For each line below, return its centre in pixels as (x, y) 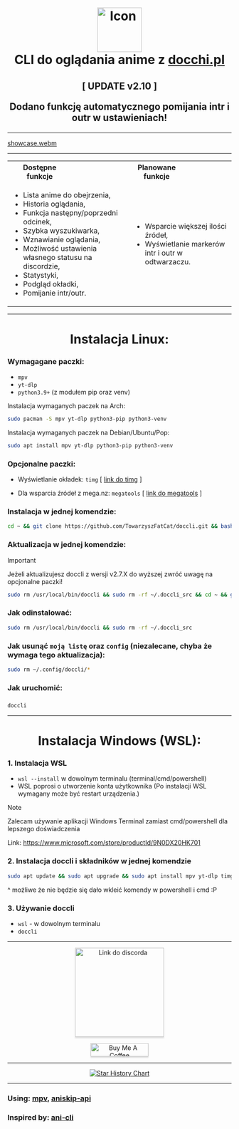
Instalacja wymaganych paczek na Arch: (67, 406)
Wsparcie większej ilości (186, 226)
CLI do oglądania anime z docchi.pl (119, 60)
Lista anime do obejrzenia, (67, 194)
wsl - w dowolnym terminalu (59, 923)
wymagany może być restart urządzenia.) (79, 794)
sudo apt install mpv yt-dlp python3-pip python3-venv (90, 445)
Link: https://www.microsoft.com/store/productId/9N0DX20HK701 (104, 843)
